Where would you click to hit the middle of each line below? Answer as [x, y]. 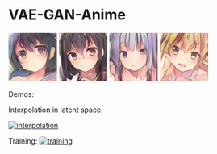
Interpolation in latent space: [56, 110]
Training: [23, 141]
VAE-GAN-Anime [67, 15]
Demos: [21, 94]
